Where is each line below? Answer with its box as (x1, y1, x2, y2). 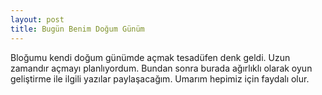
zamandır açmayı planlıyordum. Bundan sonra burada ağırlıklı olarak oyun (10, 62, 313, 74)
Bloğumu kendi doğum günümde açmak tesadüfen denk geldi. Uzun (10, 51, 291, 63)
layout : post (10, 14, 65, 25)
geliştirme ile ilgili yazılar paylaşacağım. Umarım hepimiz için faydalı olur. (10, 72, 310, 85)
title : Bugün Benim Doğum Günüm (10, 24, 145, 34)
